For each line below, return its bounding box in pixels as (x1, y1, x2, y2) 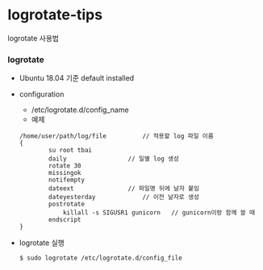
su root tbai (48, 147, 92, 155)
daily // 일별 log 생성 (48, 155, 179, 163)
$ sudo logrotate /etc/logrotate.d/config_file (19, 254, 182, 263)
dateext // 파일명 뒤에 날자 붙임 (48, 185, 199, 193)
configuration (19, 89, 65, 99)
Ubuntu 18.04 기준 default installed (19, 73, 135, 83)
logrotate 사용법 (7, 33, 60, 43)
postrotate (48, 200, 86, 209)
